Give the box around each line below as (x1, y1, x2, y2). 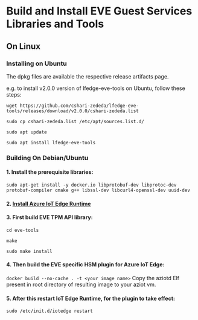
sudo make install (6, 248, 53, 254)
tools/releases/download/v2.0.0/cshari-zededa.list (6, 107, 139, 114)
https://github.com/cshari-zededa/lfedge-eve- (19, 103, 139, 109)
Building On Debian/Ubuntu (6, 153, 89, 162)
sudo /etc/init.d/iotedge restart (6, 308, 94, 315)
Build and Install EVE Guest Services (6, 4, 193, 18)
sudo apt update (6, 129, 47, 135)
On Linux (6, 41, 41, 51)
